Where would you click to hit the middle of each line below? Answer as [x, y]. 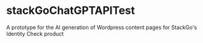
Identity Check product [35, 33]
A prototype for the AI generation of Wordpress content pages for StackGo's [101, 27]
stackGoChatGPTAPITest [71, 11]
